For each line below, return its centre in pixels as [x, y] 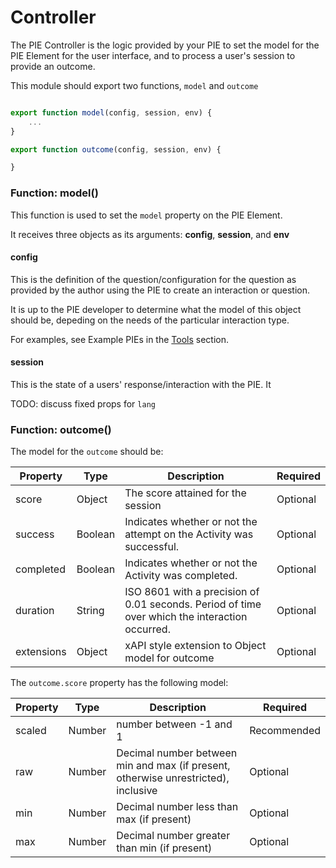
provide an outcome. [53, 66]
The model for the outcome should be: [87, 452]
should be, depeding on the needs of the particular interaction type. [150, 320]
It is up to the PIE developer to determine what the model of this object [156, 309]
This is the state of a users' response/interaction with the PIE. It [141, 385]
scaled [31, 731]
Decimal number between [177, 753]
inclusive [137, 791]
